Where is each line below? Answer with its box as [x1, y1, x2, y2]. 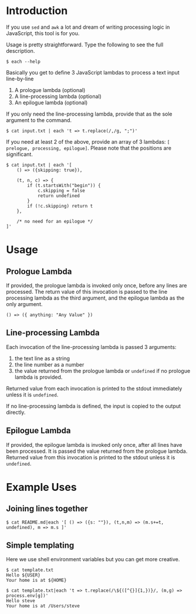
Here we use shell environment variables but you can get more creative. [6, 556, 180, 563]
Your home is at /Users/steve [6, 603, 80, 609]
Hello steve [6, 598, 35, 604]
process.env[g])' [6, 593, 49, 599]
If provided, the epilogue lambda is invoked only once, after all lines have [6, 441, 183, 448]
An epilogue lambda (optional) [14, 99, 88, 106]
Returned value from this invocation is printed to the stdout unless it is [6, 453, 175, 461]
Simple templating [6, 540, 75, 550]
